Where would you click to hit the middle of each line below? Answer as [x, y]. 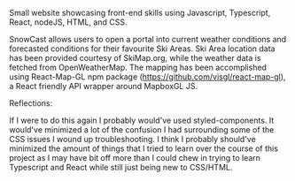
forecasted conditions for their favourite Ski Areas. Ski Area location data [142, 49]
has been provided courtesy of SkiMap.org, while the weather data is [135, 58]
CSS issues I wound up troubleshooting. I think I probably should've [133, 139]
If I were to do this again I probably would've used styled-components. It [142, 120]
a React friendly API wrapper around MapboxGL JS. [103, 86]
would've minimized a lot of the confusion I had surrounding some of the [142, 130]
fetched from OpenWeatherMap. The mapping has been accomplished [138, 67]
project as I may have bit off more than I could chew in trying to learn [135, 158]
